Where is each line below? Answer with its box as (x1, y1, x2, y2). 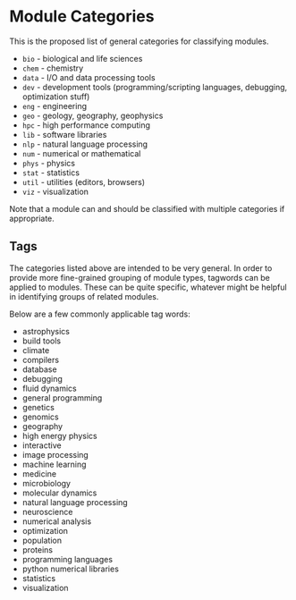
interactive (21, 440, 62, 451)
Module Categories (9, 6, 155, 27)
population (21, 535, 63, 545)
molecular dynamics (21, 487, 97, 498)
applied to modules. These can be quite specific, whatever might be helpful (9, 282, 288, 292)
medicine (21, 468, 57, 479)
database (21, 364, 57, 375)
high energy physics (21, 430, 97, 441)
